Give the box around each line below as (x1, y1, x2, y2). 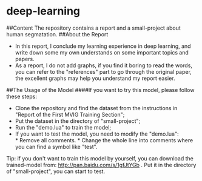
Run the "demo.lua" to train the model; (15, 123, 112, 131)
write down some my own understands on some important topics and (15, 48, 189, 56)
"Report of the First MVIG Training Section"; (15, 111, 125, 118)
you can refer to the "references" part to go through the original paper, (15, 68, 192, 75)
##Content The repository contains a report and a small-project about (6, 24, 181, 31)
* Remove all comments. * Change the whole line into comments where (15, 136, 194, 143)
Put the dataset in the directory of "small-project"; (15, 117, 141, 125)
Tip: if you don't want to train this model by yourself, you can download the (6, 154, 194, 162)
